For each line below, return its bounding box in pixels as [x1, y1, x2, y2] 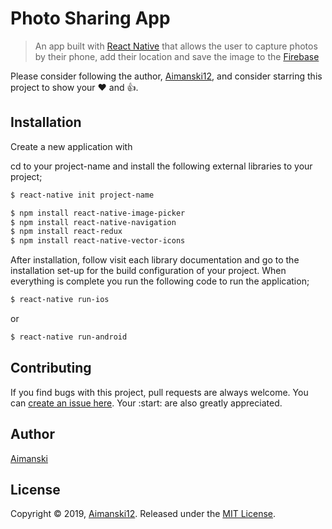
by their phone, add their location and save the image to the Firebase [34, 50, 320, 62]
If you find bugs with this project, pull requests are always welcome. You [10, 386, 309, 398]
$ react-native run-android [10, 332, 128, 342]
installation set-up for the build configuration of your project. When [10, 265, 287, 277]
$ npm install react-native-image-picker [10, 208, 186, 218]
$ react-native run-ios [10, 295, 110, 305]
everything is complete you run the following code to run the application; [10, 275, 310, 287]
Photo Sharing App [10, 7, 171, 30]
